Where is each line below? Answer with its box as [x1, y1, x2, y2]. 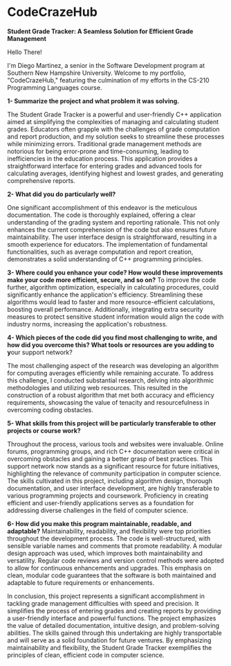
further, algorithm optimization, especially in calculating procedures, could [7, 283, 219, 291]
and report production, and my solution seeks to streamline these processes [7, 132, 225, 141]
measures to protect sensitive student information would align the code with [7, 313, 224, 321]
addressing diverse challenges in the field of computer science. [7, 506, 189, 514]
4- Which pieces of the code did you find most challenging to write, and [7, 333, 218, 342]
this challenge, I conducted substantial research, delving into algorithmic [7, 376, 214, 385]
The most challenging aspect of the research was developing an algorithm [7, 361, 219, 369]
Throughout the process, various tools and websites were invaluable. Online [7, 439, 224, 448]
